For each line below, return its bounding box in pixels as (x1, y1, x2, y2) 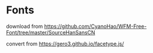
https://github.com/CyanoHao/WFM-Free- (44, 23, 147, 30)
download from (6, 23, 43, 30)
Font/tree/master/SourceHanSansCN (6, 29, 95, 36)
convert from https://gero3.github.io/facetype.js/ (6, 40, 124, 47)
